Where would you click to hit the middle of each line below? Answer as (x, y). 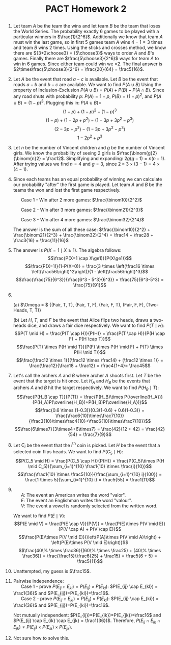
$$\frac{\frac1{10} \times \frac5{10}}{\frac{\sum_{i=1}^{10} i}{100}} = (90, 474)
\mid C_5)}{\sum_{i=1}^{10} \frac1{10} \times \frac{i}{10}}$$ (90, 466)
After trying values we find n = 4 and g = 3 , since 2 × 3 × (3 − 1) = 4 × (86, 164)
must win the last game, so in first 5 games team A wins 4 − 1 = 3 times (88, 42)
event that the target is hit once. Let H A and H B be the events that (82, 381)
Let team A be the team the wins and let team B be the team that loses (87, 26)
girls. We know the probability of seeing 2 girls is (64, 153)
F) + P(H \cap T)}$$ (90, 339)
